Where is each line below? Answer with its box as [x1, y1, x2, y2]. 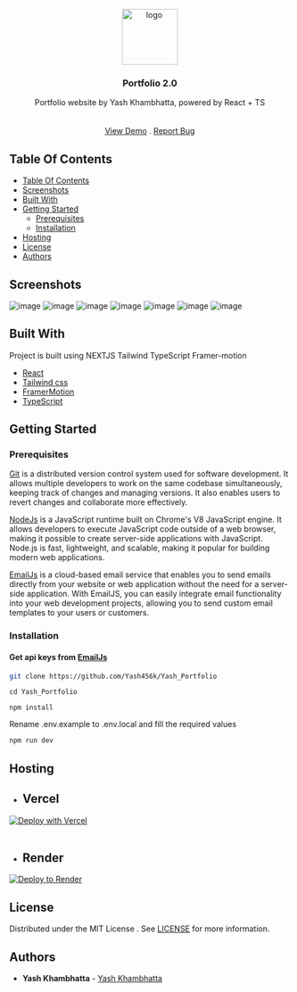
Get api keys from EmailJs [9, 651, 108, 662]
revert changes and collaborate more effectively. [9, 497, 188, 508]
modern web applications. [9, 552, 105, 563]
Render [21, 850, 64, 865]
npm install [9, 703, 54, 713]
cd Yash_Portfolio [9, 688, 78, 697]
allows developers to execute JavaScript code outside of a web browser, [9, 524, 276, 534]
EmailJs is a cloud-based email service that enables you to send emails [9, 569, 272, 580]
